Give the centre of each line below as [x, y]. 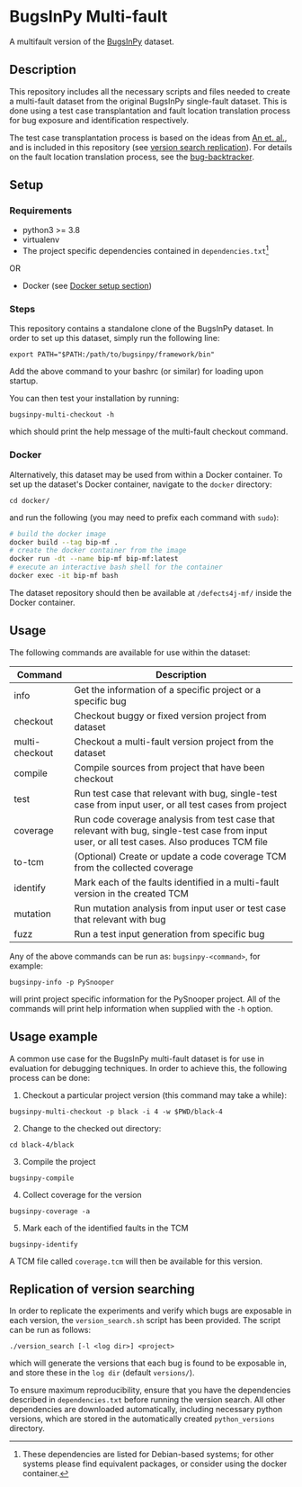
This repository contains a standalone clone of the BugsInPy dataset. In [142, 329]
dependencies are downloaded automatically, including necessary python [146, 1410]
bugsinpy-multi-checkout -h [62, 415]
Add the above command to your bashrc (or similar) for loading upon [136, 372]
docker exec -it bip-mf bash [64, 576]
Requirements [41, 211]
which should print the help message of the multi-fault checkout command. [149, 432]
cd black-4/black [42, 1145]
